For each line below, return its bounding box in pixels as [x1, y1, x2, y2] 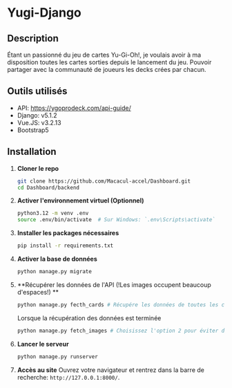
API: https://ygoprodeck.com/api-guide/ [17, 104, 131, 112]
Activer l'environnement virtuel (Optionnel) [17, 196, 144, 205]
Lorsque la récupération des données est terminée [17, 313, 162, 322]
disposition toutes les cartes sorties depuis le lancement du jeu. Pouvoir [7, 58, 212, 66]
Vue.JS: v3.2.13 [17, 118, 61, 127]
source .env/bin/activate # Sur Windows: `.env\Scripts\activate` [17, 216, 215, 223]
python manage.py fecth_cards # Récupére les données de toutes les [17, 301, 219, 308]
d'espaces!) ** [17, 288, 59, 296]
